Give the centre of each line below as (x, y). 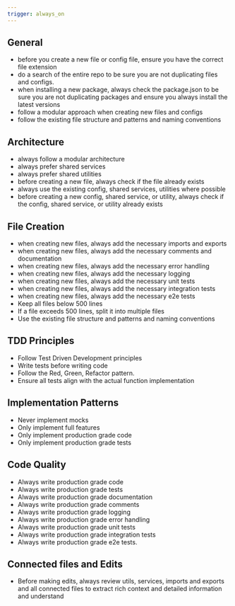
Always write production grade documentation (85, 497)
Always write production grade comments (78, 504)
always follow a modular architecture (71, 159)
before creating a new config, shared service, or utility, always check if (121, 197)
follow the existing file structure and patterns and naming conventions (119, 120)
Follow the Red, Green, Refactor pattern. (76, 373)
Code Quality (37, 465)
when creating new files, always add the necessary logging (104, 274)
